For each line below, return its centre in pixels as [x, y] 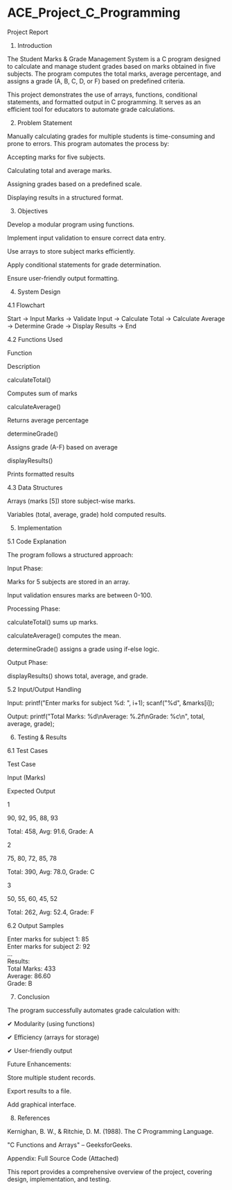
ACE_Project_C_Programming [94, 13]
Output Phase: [28, 662]
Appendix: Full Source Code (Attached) [63, 1158]
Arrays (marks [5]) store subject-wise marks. [71, 501]
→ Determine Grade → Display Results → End [72, 326]
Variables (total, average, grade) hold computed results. [87, 514]
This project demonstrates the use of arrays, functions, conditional [102, 94]
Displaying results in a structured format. [65, 197]
